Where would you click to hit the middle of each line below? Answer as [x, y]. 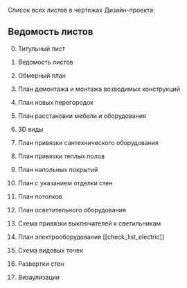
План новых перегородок [56, 102]
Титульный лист [41, 49]
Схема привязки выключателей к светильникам [89, 223]
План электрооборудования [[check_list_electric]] [91, 237]
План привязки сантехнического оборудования [88, 142]
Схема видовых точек [51, 250]
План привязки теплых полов [61, 156]
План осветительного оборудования [72, 210]
